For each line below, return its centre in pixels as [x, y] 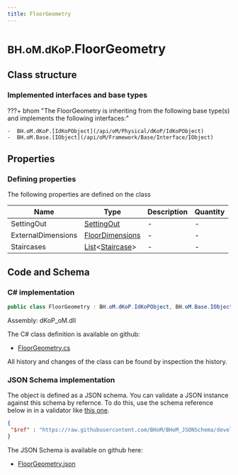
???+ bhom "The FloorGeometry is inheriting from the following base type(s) [119, 110]
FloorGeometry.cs [44, 348]
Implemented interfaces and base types [77, 95]
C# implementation [41, 292]
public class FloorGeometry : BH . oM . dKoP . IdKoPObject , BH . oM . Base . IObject [120, 307]
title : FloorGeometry [39, 14]
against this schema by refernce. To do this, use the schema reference [110, 403]
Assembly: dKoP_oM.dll [42, 320]
